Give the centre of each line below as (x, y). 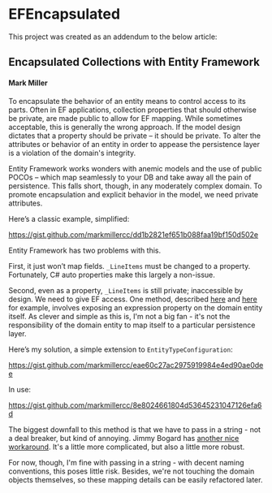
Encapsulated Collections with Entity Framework (134, 62)
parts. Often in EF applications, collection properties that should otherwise (133, 110)
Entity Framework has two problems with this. (85, 250)
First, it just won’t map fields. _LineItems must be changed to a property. (130, 266)
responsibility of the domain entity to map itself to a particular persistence (132, 325)
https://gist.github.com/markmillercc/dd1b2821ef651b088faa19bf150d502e (133, 234)
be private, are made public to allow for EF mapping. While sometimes (125, 118)
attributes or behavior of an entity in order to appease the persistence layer (134, 144)
